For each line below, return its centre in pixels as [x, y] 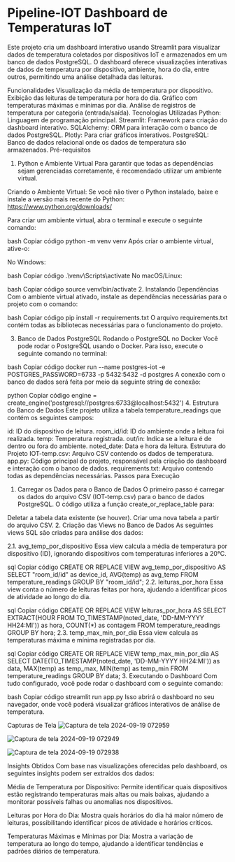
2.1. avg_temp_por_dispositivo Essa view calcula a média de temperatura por [117, 546]
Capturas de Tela [32, 725]
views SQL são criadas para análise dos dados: [75, 532]
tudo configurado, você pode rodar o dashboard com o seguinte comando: [115, 683]
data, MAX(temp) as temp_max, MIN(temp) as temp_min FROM [98, 668]
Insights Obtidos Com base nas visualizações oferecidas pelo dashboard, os [117, 766]
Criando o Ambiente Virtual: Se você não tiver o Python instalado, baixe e [113, 192]
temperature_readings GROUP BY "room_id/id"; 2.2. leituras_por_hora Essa [115, 582]
